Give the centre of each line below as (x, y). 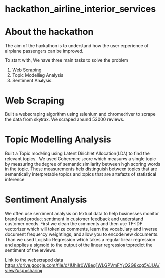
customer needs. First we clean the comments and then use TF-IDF (74, 223)
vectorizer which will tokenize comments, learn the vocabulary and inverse (81, 229)
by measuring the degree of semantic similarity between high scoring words (83, 164)
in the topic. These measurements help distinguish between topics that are (81, 169)
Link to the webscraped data (34, 260)
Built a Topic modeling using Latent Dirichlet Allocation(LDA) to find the (77, 153)
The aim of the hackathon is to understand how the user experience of (77, 46)
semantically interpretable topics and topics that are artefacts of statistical (81, 174)
